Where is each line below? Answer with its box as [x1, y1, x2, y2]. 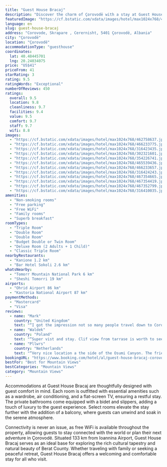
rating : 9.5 [5, 77, 30, 82]
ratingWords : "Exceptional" [5, 81, 64, 86]
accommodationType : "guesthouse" [5, 44, 75, 49]
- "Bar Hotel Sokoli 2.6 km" [9, 262, 70, 267]
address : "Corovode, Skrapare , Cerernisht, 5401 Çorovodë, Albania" [5, 30, 153, 35]
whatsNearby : [5, 267, 32, 272]
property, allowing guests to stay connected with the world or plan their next [5, 430, 162, 436]
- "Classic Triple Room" [9, 248, 61, 253]
